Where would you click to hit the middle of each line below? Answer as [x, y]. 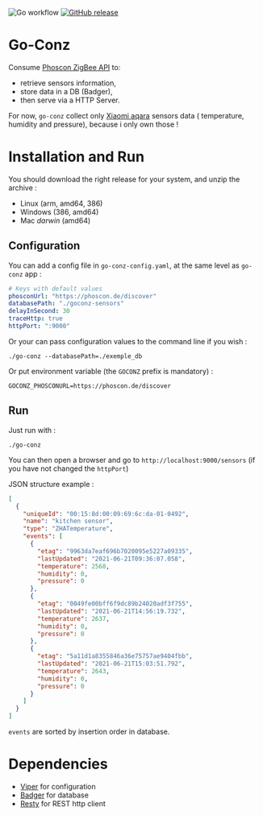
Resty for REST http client [63, 803]
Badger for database [54, 795]
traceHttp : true [35, 318]
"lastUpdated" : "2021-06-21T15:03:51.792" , [111, 664]
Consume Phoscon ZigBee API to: [65, 67]
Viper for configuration [58, 786]
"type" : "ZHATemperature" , [68, 529]
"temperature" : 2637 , [74, 618]
